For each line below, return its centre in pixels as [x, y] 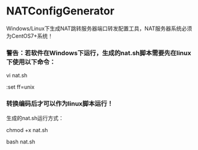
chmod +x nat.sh [27, 130]
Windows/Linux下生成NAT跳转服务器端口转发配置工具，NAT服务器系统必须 [99, 28]
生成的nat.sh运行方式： [35, 118]
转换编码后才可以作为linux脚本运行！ [60, 104]
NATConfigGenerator [60, 11]
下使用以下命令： [31, 62]
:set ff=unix [20, 87]
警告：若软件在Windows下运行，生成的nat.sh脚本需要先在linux [99, 53]
